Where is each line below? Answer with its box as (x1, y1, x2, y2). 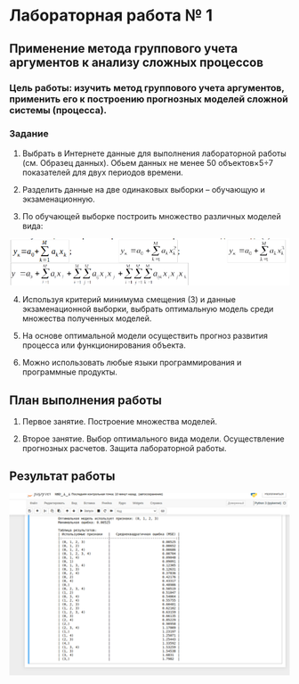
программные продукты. (21, 367, 118, 377)
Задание (9, 128, 49, 140)
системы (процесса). (9, 103, 108, 116)
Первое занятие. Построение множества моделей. (21, 416, 218, 426)
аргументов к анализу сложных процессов (9, 54, 264, 70)
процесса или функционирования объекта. (21, 340, 187, 350)
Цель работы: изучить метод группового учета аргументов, (9, 81, 285, 94)
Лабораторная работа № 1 (9, 5, 214, 26)
